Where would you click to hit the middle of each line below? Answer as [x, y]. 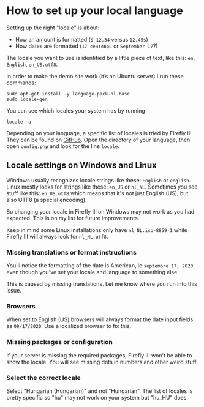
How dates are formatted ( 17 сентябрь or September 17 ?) [86, 46]
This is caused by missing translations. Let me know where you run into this [102, 284]
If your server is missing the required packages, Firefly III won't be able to [99, 355]
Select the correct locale [43, 378]
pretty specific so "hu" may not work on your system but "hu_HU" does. [97, 397]
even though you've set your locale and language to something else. [93, 272]
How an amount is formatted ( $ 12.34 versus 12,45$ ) [81, 39]
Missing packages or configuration [60, 342]
